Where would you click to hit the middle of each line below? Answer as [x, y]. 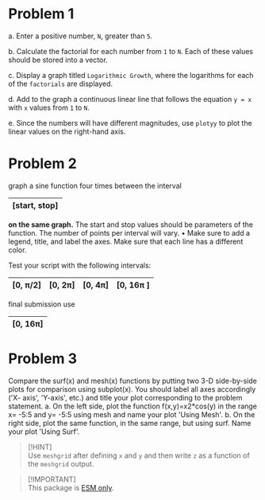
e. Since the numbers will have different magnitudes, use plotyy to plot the [130, 123]
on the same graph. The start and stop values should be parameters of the [131, 225]
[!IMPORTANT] [52, 479]
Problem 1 [41, 14]
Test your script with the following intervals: [80, 265]
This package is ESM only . [71, 487]
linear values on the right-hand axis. [67, 131]
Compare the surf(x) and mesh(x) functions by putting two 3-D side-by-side [133, 381]
